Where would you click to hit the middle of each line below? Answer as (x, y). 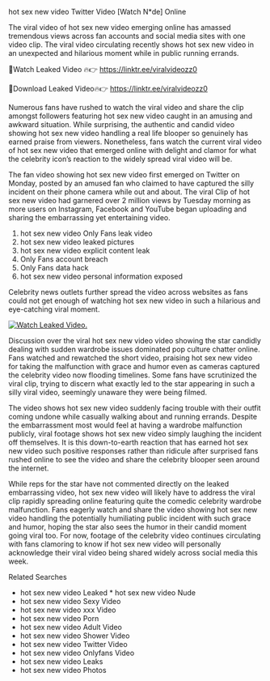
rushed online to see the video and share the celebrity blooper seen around (134, 460)
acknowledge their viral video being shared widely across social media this (133, 553)
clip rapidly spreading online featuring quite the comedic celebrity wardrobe (135, 501)
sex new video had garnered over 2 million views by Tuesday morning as (130, 200)
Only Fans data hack (54, 268)
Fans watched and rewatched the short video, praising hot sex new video (131, 358)
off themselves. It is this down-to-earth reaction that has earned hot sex (129, 442)
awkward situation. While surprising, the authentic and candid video (122, 124)
